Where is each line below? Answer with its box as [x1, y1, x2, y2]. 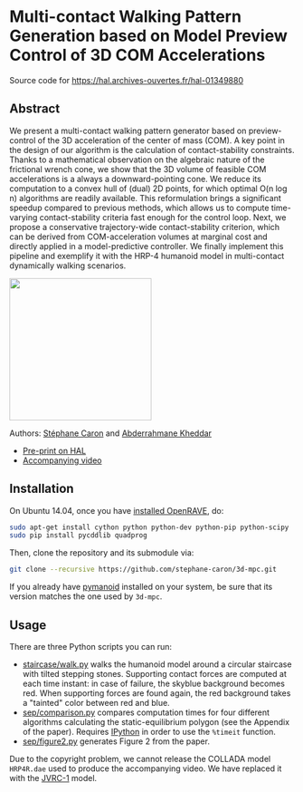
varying [9, 211, 38, 223]
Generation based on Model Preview [9, 25, 288, 46]
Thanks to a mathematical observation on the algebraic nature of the [9, 154, 265, 165]
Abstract [9, 101, 61, 117]
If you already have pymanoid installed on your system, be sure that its [9, 582, 273, 593]
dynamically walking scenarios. [9, 260, 127, 271]
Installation [9, 481, 74, 497]
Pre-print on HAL [22, 445, 87, 456]
